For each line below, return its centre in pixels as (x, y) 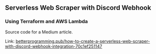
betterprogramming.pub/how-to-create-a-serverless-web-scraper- (83, 41)
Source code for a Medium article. (39, 32)
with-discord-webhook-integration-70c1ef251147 (54, 46)
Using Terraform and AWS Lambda (47, 22)
